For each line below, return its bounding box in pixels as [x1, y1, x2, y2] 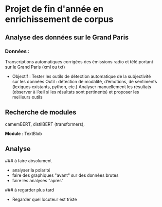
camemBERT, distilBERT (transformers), [5, 121, 85, 127]
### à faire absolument [5, 157, 52, 164]
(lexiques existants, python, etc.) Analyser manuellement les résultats [12, 84, 152, 90]
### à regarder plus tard [5, 187, 54, 193]
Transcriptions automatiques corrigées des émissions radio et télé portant [5, 58, 153, 64]
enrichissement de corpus [5, 14, 114, 25]
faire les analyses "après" [12, 177, 64, 183]
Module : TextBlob [5, 131, 42, 136]
